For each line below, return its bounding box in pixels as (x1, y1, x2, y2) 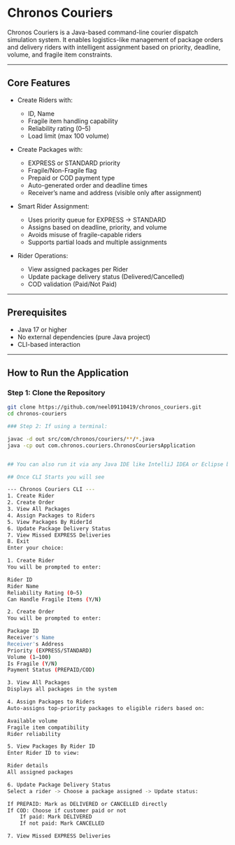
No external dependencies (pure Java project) (17, 332, 151, 341)
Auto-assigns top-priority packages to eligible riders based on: (7, 704, 205, 711)
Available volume (7, 717, 58, 725)
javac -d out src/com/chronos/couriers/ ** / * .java (7, 435, 155, 442)
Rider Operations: (17, 251, 69, 260)
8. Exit (7, 538, 30, 545)
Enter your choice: (7, 544, 64, 552)
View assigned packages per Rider (27, 264, 129, 274)
